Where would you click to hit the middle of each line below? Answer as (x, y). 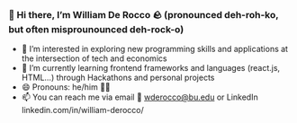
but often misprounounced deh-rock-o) (96, 29)
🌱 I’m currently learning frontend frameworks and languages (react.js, (151, 68)
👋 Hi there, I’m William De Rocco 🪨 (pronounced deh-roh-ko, (144, 14)
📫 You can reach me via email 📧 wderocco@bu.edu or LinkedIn (139, 97)
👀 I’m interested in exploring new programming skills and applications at (155, 49)
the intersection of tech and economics (94, 58)
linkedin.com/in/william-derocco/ (83, 110)
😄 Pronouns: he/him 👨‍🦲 (66, 87)
